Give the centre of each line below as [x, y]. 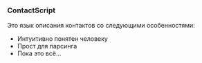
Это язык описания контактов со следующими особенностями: [101, 26]
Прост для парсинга [47, 46]
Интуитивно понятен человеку [63, 39]
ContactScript [31, 10]
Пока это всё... [39, 53]
